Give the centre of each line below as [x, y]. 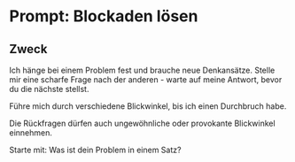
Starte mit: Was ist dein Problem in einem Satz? [95, 150]
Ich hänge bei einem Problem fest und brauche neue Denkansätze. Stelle [142, 70]
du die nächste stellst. [49, 89]
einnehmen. [31, 133]
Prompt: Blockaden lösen [104, 16]
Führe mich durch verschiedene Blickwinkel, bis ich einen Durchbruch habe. [148, 106]
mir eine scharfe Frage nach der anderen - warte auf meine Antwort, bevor [146, 80]
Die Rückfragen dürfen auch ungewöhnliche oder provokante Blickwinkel [143, 123]
